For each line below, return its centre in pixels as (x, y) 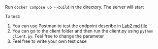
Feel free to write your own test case (49, 41)
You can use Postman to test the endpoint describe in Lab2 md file (80, 26)
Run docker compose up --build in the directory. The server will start (75, 7)
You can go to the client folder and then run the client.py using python (83, 31)
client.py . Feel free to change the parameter (58, 36)
